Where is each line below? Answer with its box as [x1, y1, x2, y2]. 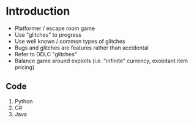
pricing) [14, 63, 35, 71]
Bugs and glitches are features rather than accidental [14, 44, 149, 51]
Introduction [6, 4, 70, 18]
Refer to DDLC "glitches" [14, 50, 78, 58]
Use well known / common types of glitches [14, 37, 125, 45]
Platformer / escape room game [14, 24, 95, 32]
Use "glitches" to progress [14, 31, 82, 38]
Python [14, 97, 33, 105]
